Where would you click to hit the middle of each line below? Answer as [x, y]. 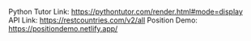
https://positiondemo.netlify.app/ [63, 29]
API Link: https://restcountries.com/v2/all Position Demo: [103, 20]
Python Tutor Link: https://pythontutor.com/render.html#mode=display [125, 12]
